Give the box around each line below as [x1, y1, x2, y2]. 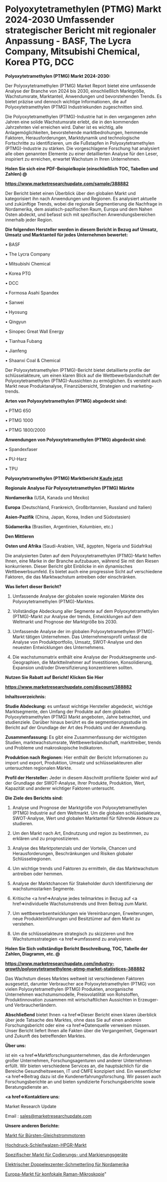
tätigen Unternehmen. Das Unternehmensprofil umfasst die [25, 634, 148, 640]
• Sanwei [5, 299, 24, 305]
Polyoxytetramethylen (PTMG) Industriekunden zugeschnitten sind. [5, 104, 144, 110]
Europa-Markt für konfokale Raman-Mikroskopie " [5, 1171, 107, 1177]
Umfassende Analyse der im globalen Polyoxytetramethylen [12, 628, 136, 634]
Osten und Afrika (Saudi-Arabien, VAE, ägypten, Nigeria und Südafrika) [5, 543, 153, 549]
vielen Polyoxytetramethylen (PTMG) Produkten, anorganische [5, 986, 134, 992]
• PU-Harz [5, 456, 27, 462]
